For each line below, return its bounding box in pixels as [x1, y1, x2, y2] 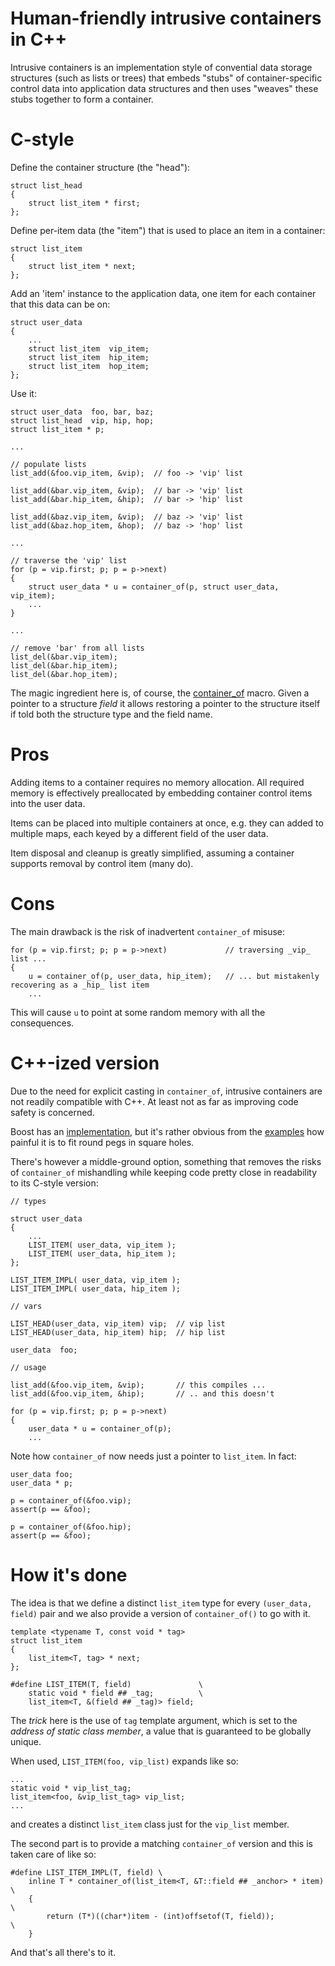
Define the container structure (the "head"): [10, 161, 191, 173]
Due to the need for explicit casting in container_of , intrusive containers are [10, 1085, 323, 1097]
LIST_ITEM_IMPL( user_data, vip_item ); [10, 1275, 182, 1285]
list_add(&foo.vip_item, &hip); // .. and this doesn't [10, 1388, 275, 1399]
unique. [10, 1735, 42, 1747]
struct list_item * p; [10, 424, 105, 434]
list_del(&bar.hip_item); [10, 660, 118, 671]
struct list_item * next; [28, 261, 137, 271]
